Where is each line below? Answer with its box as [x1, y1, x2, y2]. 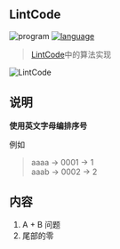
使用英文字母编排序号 [9, 120, 87, 131]
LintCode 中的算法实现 [30, 49, 112, 60]
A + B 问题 [21, 220, 60, 230]
